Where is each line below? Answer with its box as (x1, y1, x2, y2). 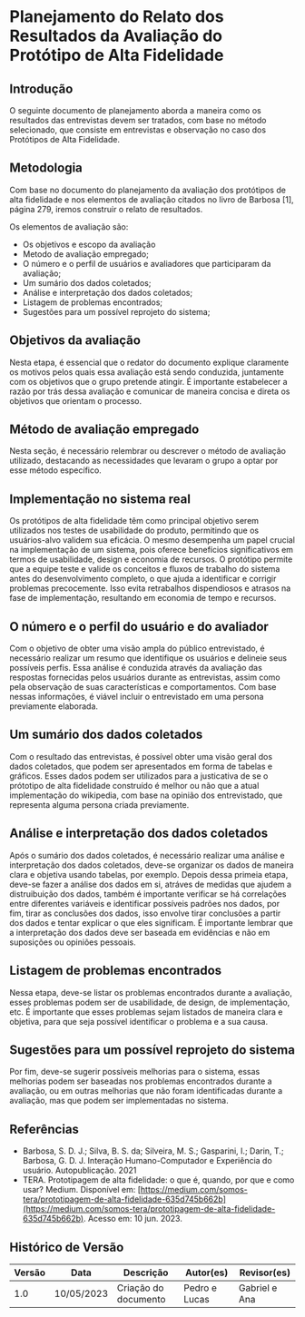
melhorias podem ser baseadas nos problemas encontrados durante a (9, 1076, 272, 1086)
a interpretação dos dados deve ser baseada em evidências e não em (9, 927, 271, 938)
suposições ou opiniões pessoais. (9, 937, 136, 948)
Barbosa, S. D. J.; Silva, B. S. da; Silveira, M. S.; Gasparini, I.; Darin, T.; (22, 1145, 284, 1156)
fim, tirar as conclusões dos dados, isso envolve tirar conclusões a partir (9, 908, 281, 919)
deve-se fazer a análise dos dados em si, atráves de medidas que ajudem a (9, 879, 292, 889)
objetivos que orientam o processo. (9, 395, 143, 406)
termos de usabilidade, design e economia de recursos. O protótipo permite (9, 554, 293, 565)
